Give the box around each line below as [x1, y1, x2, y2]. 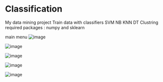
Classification [5, 3, 62, 15]
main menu [5, 34, 28, 40]
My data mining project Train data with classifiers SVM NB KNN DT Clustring [5, 19, 159, 25]
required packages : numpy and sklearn [5, 24, 85, 30]
